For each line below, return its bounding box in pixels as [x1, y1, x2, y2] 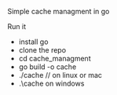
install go [18, 37, 49, 46]
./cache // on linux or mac [18, 71, 103, 79]
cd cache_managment [18, 54, 91, 63]
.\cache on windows [18, 79, 85, 88]
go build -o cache [18, 62, 77, 71]
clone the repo [18, 46, 67, 54]
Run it [7, 22, 27, 31]
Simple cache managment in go [7, 7, 110, 16]
